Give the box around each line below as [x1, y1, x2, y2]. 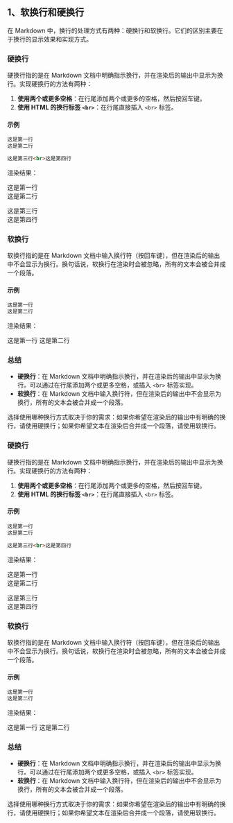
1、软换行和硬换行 [7, 6, 85, 19]
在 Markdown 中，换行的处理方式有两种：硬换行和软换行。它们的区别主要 [7, 26, 217, 35]
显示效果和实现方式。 [31, 35, 92, 43]
